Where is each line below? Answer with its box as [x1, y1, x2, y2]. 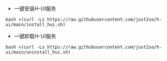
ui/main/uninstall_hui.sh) [5, 49, 71, 55]
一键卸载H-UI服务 [13, 33, 56, 40]
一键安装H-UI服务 [13, 5, 56, 12]
